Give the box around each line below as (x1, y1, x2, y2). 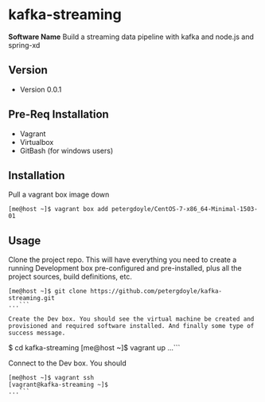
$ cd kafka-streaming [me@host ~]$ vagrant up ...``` (8, 343, 181, 353)
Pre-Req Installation (8, 107, 109, 121)
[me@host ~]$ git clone (8, 287, 88, 295)
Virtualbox (19, 137, 54, 146)
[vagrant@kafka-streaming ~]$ (8, 381, 109, 389)
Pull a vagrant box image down (8, 189, 110, 200)
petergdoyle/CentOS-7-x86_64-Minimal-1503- (111, 205, 259, 213)
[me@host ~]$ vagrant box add (8, 205, 109, 213)
